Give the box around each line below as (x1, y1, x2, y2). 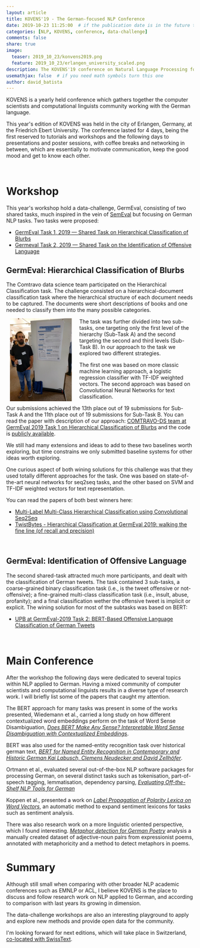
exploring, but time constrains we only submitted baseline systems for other (6, 448, 192, 455)
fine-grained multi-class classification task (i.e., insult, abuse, (37, 591, 189, 598)
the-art (6, 479, 24, 485)
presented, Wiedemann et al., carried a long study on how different (6, 711, 171, 718)
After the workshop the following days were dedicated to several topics (6, 674, 182, 681)
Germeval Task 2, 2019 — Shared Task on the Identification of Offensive (14, 241, 192, 249)
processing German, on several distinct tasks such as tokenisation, (6, 772, 170, 779)
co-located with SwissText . (6, 935, 73, 943)
